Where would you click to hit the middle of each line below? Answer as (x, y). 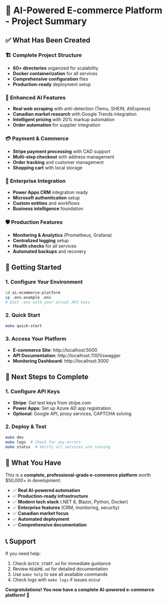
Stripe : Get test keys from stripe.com (52, 403)
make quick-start (24, 326)
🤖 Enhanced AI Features (35, 98)
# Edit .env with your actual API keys (48, 302)
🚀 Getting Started (33, 268)
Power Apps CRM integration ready (50, 192)
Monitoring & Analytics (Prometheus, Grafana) (62, 235)
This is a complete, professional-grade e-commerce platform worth (78, 475)
